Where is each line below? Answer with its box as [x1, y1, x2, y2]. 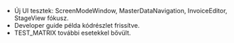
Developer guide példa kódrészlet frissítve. [13, 21, 140, 29]
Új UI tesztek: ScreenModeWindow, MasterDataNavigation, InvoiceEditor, [13, 7, 228, 15]
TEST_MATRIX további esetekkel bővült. [13, 28, 131, 37]
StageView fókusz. [13, 14, 69, 22]
